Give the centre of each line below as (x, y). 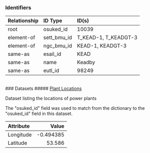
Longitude (20, 135)
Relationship (23, 21)
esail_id (52, 54)
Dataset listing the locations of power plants (51, 99)
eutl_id (51, 71)
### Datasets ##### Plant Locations (43, 88)
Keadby (86, 63)
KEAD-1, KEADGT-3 (102, 46)
